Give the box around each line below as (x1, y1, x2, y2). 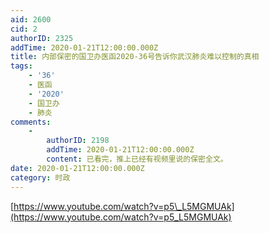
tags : (10, 61, 33, 71)
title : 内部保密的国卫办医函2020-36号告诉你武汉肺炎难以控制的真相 (10, 52, 260, 62)
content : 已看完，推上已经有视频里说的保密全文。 (46, 154, 228, 164)
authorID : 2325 (10, 33, 74, 43)
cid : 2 (10, 24, 38, 34)
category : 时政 (10, 172, 71, 183)
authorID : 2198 (46, 136, 110, 146)
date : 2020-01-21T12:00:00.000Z (10, 163, 145, 173)
